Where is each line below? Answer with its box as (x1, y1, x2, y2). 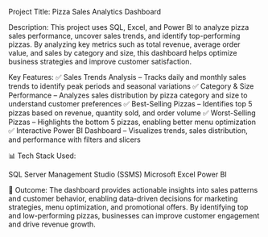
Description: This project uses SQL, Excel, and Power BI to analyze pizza (8, 23, 249, 31)
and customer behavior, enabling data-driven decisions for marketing (8, 193, 238, 203)
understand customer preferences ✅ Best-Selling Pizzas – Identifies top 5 (8, 99, 253, 108)
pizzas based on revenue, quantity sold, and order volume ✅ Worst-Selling (8, 108, 256, 118)
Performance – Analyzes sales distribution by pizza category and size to (8, 90, 248, 100)
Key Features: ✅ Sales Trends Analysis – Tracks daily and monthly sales (8, 73, 247, 81)
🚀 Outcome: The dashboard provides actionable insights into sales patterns (8, 185, 258, 194)
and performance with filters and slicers (8, 135, 141, 144)
